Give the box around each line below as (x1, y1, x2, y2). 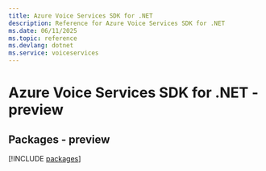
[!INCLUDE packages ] (8, 154, 81, 163)
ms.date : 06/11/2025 (8, 26, 78, 35)
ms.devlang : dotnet (8, 42, 74, 50)
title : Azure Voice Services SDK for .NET (8, 11, 153, 20)
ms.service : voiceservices (8, 49, 99, 57)
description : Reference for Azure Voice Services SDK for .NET (8, 19, 226, 27)
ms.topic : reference (8, 34, 78, 43)
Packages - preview (8, 132, 110, 146)
